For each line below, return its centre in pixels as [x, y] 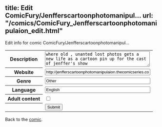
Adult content [24, 99]
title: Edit [19, 8]
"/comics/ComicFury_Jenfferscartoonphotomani [81, 23]
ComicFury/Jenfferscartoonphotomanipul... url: [79, 16]
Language [24, 90]
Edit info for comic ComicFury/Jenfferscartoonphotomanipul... [67, 42]
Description [24, 59]
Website [24, 72]
